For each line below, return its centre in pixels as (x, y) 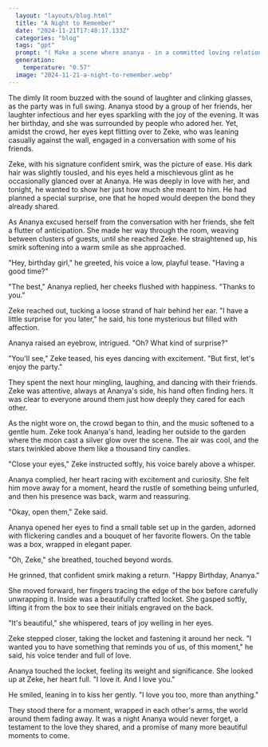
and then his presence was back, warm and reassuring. (100, 496)
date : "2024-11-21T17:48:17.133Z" (73, 30)
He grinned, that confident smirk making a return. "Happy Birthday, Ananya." (134, 575)
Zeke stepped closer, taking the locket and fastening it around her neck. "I (130, 638)
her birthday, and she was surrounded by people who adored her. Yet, (123, 123)
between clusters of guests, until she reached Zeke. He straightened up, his (133, 238)
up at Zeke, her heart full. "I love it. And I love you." (92, 679)
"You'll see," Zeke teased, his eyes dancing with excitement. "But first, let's (132, 358)
